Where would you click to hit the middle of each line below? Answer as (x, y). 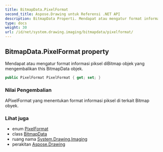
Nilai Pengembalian (28, 90)
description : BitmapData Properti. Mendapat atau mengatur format (73, 18)
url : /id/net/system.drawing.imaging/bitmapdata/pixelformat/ (69, 32)
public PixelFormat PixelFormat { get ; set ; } (53, 77)
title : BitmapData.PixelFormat (37, 9)
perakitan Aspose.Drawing (39, 144)
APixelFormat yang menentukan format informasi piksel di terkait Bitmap (77, 101)
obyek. (12, 105)
